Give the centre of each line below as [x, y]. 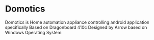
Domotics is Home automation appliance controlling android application [77, 22]
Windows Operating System [33, 32]
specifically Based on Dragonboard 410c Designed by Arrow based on [76, 27]
